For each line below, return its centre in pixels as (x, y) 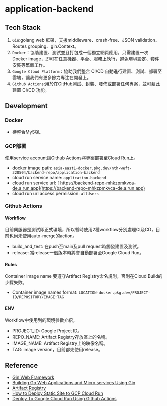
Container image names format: (45, 292)
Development (27, 106)
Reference (22, 365)
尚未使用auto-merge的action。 (45, 236)
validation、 (147, 40)
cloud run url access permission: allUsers (55, 193)
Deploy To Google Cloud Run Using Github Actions (64, 399)
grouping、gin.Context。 (53, 46)
